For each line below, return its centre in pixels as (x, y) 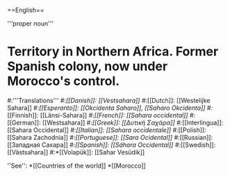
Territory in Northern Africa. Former (113, 52)
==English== (26, 10)
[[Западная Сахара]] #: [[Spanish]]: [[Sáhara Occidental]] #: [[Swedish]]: (112, 145)
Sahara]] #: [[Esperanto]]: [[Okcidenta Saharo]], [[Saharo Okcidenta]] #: (110, 108)
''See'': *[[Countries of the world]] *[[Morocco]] (76, 166)
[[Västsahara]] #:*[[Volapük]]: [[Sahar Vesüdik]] (76, 152)
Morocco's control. (64, 81)
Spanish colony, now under (88, 66)
